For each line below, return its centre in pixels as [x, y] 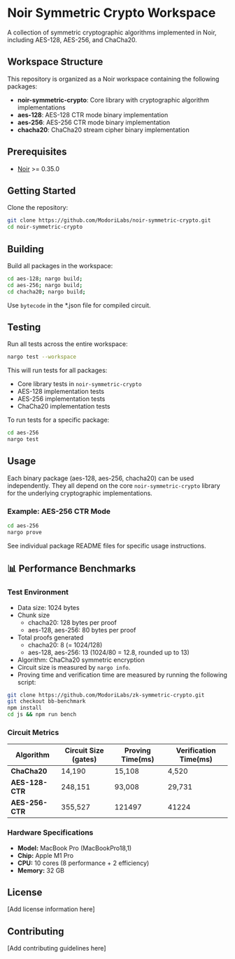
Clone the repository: [38, 208]
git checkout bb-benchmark [47, 701]
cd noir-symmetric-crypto [45, 227]
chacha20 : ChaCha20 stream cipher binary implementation [104, 130]
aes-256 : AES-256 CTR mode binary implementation [93, 122]
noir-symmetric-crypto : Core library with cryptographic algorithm [113, 100]
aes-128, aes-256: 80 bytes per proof [82, 630]
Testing [24, 327]
